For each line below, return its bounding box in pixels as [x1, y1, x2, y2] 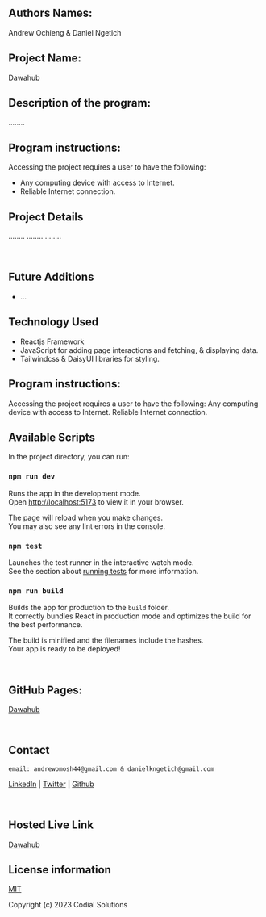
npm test [8, 541, 43, 551]
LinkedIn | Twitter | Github [8, 779, 94, 789]
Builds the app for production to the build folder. [8, 603, 170, 613]
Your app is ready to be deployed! [8, 644, 121, 654]
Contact [8, 743, 50, 757]
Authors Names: [8, 6, 93, 20]
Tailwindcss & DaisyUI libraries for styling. [19, 354, 160, 363]
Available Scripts [8, 430, 95, 444]
